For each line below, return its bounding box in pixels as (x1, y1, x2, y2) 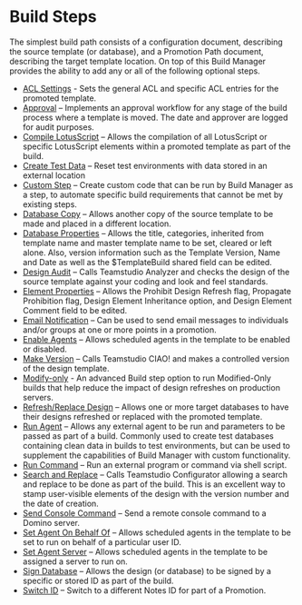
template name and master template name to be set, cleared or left (22, 237, 272, 248)
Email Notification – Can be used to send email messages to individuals (22, 314, 288, 325)
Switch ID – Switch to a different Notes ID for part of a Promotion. (22, 584, 267, 596)
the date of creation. (22, 498, 100, 509)
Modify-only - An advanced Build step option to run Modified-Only (22, 372, 272, 383)
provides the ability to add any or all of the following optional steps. (9, 65, 260, 76)
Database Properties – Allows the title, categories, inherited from (22, 227, 265, 238)
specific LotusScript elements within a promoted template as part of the (22, 141, 291, 152)
